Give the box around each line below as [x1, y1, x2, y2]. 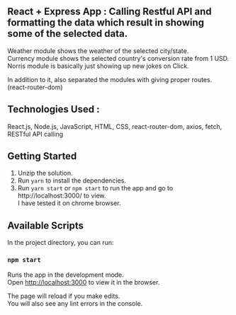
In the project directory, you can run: [7, 239, 114, 247]
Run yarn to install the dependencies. [17, 176, 126, 185]
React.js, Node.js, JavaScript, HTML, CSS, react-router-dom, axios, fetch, [7, 122, 223, 130]
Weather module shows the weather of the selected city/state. [7, 46, 189, 55]
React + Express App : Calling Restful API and [7, 6, 212, 18]
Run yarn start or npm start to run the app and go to [17, 184, 174, 193]
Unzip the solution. [17, 169, 73, 178]
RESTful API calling [7, 130, 64, 138]
